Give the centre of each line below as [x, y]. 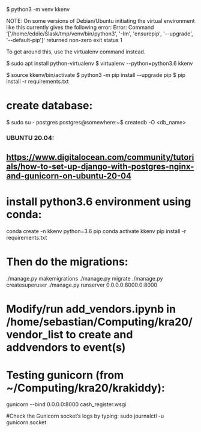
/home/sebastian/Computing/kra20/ [100, 322]
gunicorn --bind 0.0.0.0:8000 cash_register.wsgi [66, 404]
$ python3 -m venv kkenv [38, 9]
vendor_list [35, 335]
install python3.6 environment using [99, 202]
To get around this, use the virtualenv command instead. [76, 52]
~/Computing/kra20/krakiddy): [85, 388]
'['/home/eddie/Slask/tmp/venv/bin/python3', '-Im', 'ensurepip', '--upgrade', [100, 34]
